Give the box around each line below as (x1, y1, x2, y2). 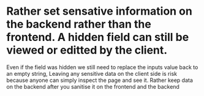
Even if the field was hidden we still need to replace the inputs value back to (6, 63, 198, 71)
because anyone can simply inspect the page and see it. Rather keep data (6, 76, 193, 84)
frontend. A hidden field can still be (6, 31, 189, 44)
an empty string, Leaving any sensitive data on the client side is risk (6, 70, 178, 77)
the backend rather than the (6, 17, 151, 31)
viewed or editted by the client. (6, 43, 168, 57)
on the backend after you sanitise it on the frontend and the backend (6, 83, 179, 90)
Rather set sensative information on (6, 4, 193, 18)
